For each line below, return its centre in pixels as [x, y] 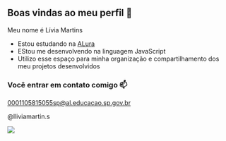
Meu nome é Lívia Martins [45, 30]
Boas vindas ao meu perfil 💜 [70, 13]
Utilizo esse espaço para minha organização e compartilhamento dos [118, 59]
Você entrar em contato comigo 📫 [67, 85]
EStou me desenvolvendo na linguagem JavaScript [91, 51]
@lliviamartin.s [29, 116]
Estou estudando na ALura [56, 44]
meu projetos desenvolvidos [59, 66]
